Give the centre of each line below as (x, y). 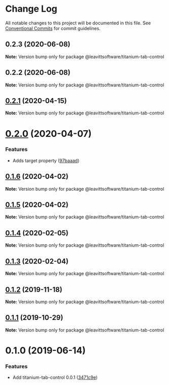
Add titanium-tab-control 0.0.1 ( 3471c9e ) (55, 377)
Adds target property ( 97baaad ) (46, 160)
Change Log (31, 9)
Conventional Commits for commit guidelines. (53, 28)
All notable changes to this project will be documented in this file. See (78, 23)
